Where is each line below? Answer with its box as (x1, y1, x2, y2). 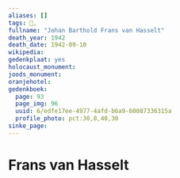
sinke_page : (8, 122, 48, 130)
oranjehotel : (8, 78, 52, 85)
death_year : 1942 (8, 33, 66, 42)
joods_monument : (8, 70, 62, 78)
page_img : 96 (15, 100, 59, 108)
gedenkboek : (8, 85, 48, 93)
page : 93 (15, 93, 44, 100)
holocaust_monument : (8, 63, 77, 71)
